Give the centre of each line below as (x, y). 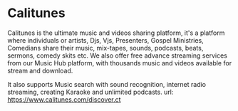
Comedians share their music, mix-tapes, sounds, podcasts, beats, (105, 48)
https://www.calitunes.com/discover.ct (64, 99)
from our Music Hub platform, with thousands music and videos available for (120, 63)
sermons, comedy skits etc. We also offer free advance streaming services (118, 55)
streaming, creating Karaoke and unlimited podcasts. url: (90, 92)
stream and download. (40, 70)
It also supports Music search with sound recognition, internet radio (107, 84)
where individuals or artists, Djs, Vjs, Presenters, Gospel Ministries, (106, 40)
